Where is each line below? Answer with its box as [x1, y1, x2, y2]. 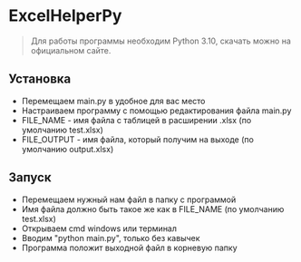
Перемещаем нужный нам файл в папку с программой [21, 194, 237, 205]
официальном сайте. [30, 44, 112, 55]
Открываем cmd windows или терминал [21, 223, 178, 234]
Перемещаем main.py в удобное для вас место [21, 95, 206, 106]
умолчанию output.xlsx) [21, 143, 114, 154]
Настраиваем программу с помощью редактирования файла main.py [21, 105, 292, 116]
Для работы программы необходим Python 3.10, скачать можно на [30, 35, 292, 46]
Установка [8, 72, 72, 87]
